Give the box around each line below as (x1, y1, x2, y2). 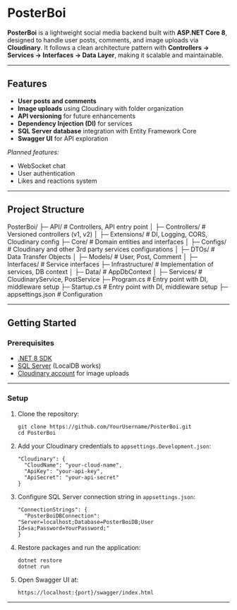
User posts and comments (17, 97, 97, 105)
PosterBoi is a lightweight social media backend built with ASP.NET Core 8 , (7, 28, 228, 37)
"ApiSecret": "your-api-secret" (24, 474, 119, 481)
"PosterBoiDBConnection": (24, 512, 100, 520)
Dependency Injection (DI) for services (17, 119, 133, 128)
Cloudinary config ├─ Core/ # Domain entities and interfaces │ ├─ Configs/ (7, 237, 227, 246)
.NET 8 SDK (17, 354, 52, 363)
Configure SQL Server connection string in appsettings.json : (17, 492, 195, 501)
